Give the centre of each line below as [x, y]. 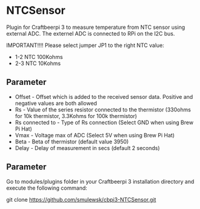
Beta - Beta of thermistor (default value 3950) [72, 142]
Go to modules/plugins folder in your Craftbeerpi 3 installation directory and [100, 181]
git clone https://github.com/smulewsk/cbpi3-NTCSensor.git [81, 199]
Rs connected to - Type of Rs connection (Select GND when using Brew [104, 122]
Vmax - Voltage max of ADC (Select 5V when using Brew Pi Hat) [95, 135]
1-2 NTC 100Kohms [39, 57]
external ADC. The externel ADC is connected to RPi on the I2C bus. [91, 33]
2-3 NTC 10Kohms [38, 63]
